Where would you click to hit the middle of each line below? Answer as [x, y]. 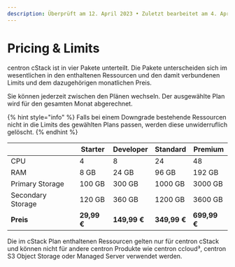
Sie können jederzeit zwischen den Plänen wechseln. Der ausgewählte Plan [116, 96]
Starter [93, 149]
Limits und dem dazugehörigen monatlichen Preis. [80, 82]
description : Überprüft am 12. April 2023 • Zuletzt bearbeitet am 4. [112, 14]
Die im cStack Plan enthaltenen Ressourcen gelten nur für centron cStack [113, 241]
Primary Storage [37, 184]
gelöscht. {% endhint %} [43, 132]
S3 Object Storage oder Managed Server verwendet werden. [95, 256]
